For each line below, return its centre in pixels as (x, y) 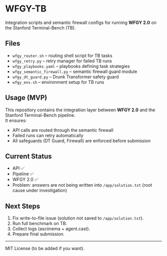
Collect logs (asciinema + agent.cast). (51, 229)
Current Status (29, 156)
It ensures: (16, 120)
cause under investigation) (40, 191)
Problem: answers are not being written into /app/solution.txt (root (82, 185)
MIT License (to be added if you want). (45, 249)
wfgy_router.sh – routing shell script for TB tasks (62, 55)
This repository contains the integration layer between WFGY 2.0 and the (80, 110)
